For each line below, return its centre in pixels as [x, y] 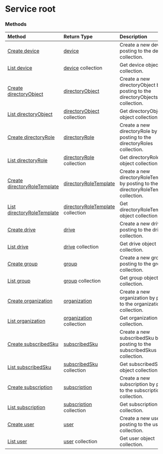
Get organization [139, 318]
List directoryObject [30, 114]
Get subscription [139, 404]
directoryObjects [139, 97]
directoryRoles [136, 144]
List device [20, 68]
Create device [24, 51]
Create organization [30, 301]
